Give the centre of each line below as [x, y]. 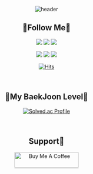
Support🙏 [46, 142]
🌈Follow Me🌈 [46, 28]
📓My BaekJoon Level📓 [46, 97]
